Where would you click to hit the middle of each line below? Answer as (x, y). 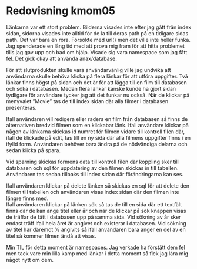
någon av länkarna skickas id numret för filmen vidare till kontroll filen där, (96, 132)
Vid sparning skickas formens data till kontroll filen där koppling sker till (93, 162)
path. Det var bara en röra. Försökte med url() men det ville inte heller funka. (98, 40)
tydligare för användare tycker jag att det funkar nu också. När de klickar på (98, 95)
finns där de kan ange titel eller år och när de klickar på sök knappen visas (96, 211)
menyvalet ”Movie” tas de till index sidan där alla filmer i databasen (87, 101)
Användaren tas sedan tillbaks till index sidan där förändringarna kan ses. (95, 174)
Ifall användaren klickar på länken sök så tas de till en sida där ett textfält (94, 204)
